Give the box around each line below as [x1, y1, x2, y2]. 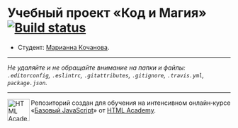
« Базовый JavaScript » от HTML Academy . [30, 105, 156, 114]
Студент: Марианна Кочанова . [17, 43, 110, 51]
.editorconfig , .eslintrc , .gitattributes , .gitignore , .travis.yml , [7, 70, 204, 79]
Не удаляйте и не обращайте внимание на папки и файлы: [7, 63, 186, 72]
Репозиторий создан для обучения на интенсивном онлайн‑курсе [30, 98, 231, 107]
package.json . [7, 78, 47, 87]
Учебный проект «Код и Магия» [7, 5, 207, 21]
